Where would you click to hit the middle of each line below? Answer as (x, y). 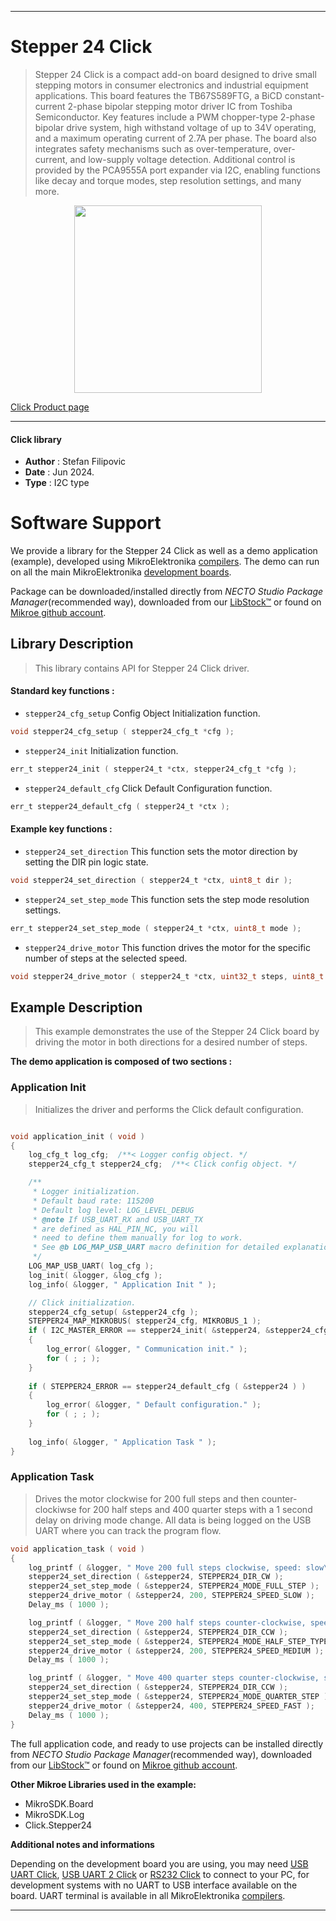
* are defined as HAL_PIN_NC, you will (115, 1229)
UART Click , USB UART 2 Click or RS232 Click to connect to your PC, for (160, 1874)
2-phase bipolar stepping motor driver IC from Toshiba (180, 106)
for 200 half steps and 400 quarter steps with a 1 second (195, 1509)
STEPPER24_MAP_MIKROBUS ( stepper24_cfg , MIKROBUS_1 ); (145, 1321)
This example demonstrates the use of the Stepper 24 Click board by (177, 1032)
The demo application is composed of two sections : (121, 1062)
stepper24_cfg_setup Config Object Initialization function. (142, 713)
